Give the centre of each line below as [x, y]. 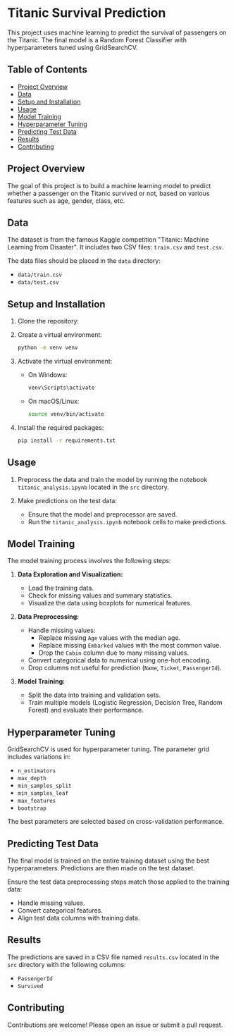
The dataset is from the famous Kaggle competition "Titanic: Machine [108, 240]
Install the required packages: [61, 427]
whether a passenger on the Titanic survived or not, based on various [108, 193]
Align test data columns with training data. [79, 918]
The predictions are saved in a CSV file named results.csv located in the [113, 957]
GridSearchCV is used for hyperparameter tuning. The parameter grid [108, 749]
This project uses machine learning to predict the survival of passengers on [117, 32]
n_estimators [37, 771]
